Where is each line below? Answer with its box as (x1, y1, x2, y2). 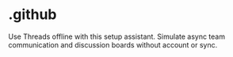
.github (8, 6, 57, 24)
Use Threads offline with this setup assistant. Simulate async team (8, 32, 226, 41)
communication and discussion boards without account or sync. (8, 40, 218, 49)
